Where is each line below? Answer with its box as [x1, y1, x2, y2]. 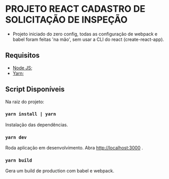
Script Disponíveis [5, 85, 65, 94]
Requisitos [5, 51, 40, 60]
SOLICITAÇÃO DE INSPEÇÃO [5, 14, 128, 26]
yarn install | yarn [5, 111, 57, 117]
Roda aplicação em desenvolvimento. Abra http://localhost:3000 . [5, 145, 144, 151]
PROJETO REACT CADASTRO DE [5, 3, 146, 15]
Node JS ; [12, 64, 33, 71]
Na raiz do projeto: [5, 98, 44, 105]
